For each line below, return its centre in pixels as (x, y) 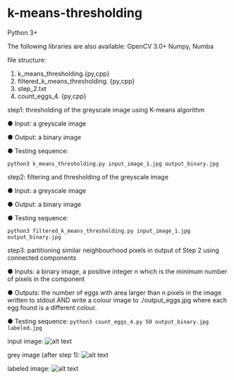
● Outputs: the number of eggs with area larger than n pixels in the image (115, 292)
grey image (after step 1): (44, 355)
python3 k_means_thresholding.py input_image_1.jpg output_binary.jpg (113, 164)
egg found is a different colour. (52, 307)
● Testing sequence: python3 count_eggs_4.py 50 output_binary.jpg (108, 321)
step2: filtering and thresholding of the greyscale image (88, 177)
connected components (42, 257)
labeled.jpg (25, 328)
